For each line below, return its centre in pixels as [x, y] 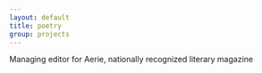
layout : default [39, 17]
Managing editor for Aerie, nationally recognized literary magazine [131, 60]
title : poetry [36, 26]
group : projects [39, 34]
